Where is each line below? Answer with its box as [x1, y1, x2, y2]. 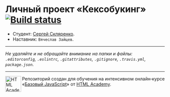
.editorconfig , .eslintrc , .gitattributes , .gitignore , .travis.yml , [5, 56, 146, 62]
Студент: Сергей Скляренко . [12, 31, 75, 37]
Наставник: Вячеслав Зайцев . [12, 36, 74, 42]
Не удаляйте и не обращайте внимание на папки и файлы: [5, 50, 133, 56]
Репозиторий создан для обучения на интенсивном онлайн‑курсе [22, 75, 165, 81]
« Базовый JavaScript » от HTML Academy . [22, 81, 111, 87]
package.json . [5, 61, 34, 67]
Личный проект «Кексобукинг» [5, 4, 146, 15]
